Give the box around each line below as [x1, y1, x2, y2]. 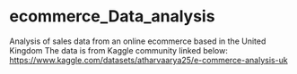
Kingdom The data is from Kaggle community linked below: [9, 45, 229, 55]
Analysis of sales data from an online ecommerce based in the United [9, 36, 266, 46]
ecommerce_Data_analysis [9, 6, 215, 27]
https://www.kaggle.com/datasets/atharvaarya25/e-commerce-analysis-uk [9, 54, 289, 65]
